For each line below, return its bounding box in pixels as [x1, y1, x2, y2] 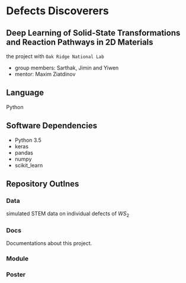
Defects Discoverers [6, 4, 110, 18]
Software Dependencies [6, 120, 98, 131]
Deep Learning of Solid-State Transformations [6, 28, 181, 38]
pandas [14, 149, 34, 156]
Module [6, 255, 28, 263]
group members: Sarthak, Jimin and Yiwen [14, 64, 119, 71]
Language [6, 88, 44, 98]
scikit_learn [14, 161, 43, 168]
